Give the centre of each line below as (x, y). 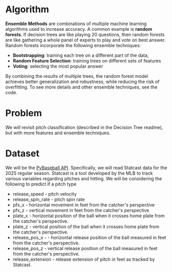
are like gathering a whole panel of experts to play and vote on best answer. (85, 40)
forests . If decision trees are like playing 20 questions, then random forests (85, 34)
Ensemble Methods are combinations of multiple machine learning (76, 24)
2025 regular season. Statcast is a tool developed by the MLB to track (79, 173)
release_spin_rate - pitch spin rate (49, 199)
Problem (24, 113)
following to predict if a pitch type (41, 184)
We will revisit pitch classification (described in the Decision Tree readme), (84, 127)
